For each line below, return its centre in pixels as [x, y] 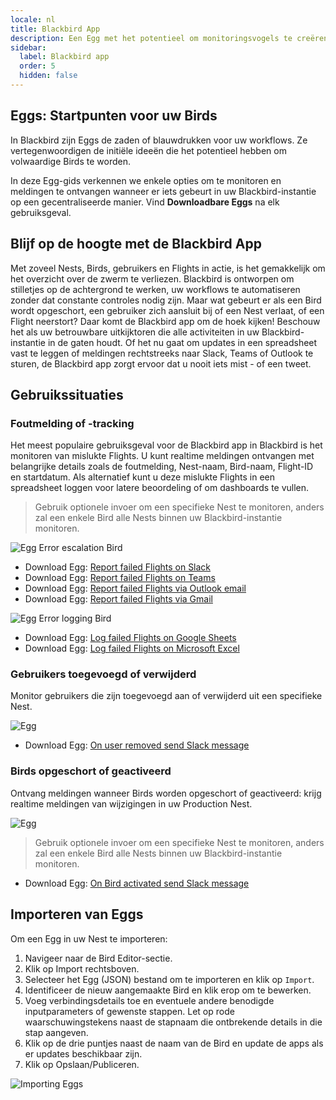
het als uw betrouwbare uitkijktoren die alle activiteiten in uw [135, 332]
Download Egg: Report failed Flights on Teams [120, 578]
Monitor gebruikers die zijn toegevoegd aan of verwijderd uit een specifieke [166, 696]
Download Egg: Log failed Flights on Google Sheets [130, 638]
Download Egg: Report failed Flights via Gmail [118, 599]
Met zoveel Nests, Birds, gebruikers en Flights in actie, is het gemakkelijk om [168, 268]
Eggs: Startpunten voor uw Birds [114, 116]
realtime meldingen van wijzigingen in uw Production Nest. [131, 803]
